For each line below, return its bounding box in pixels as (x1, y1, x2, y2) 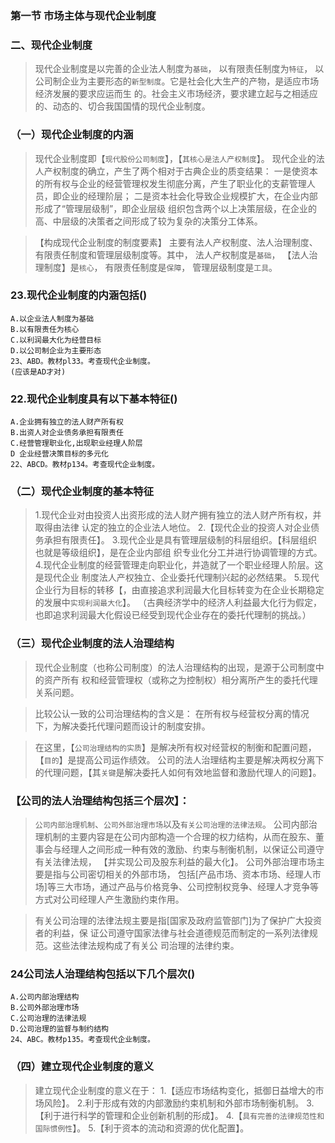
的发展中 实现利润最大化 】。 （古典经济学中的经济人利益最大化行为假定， (34, 597, 322, 609)
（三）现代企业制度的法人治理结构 (10, 637, 175, 651)
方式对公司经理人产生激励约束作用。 (34, 893, 185, 905)
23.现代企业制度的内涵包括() (10, 288, 148, 302)
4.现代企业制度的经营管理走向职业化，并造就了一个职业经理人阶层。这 (34, 559, 324, 571)
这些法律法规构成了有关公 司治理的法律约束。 (52, 940, 240, 951)
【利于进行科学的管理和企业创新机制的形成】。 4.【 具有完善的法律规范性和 (34, 1109, 325, 1121)
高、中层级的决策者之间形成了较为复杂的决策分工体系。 (34, 215, 263, 227)
